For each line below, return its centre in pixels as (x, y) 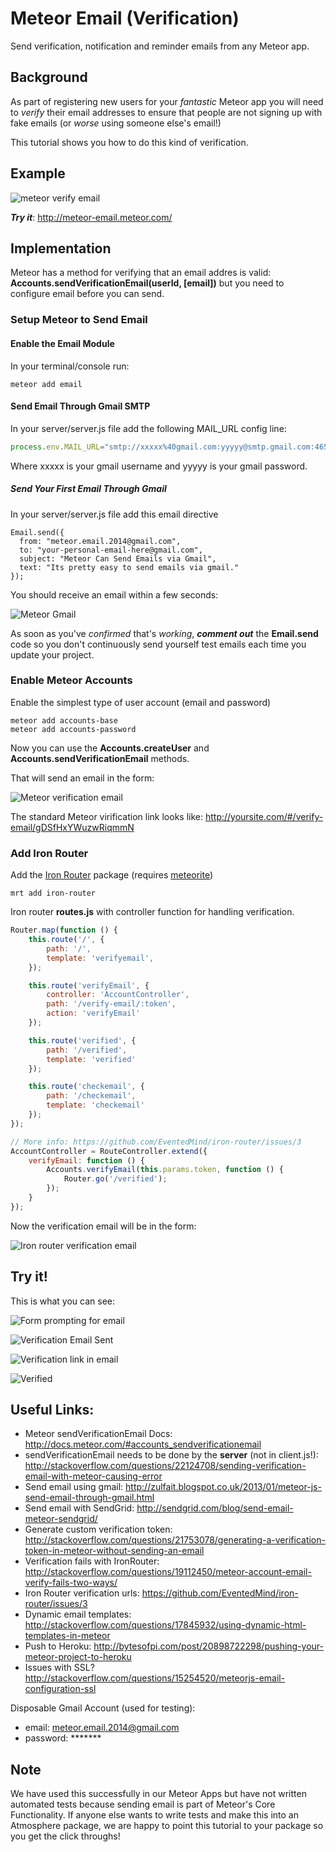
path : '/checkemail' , (91, 1096)
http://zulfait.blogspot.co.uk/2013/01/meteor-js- (223, 1487)
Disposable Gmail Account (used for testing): (103, 1708)
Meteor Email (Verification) (125, 18)
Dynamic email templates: (78, 1614)
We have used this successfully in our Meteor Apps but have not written (158, 1794)
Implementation (61, 248)
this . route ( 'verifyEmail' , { (89, 985)
